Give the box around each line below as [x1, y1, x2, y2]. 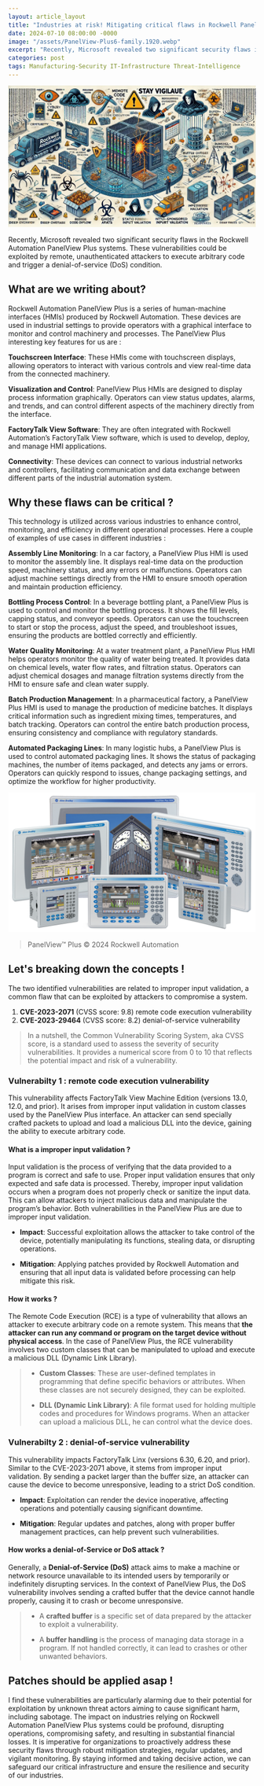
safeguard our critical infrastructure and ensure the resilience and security [8, 1762, 250, 1771]
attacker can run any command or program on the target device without [8, 1328, 247, 1338]
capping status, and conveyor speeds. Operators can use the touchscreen [8, 614, 249, 624]
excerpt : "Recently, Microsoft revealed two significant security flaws [8, 46, 251, 54]
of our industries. [8, 1770, 64, 1780]
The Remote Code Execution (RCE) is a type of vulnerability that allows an [8, 1312, 247, 1321]
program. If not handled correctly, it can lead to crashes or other [38, 1643, 247, 1652]
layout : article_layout [8, 13, 86, 20]
